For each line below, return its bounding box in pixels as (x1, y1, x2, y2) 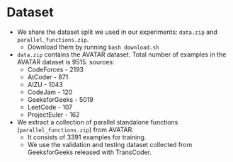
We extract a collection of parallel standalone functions (16, 117, 178, 126)
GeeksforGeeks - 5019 (27, 95, 93, 103)
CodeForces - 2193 (27, 65, 84, 74)
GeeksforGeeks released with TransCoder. (27, 148, 152, 156)
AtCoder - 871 (27, 72, 69, 81)
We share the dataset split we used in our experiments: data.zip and (16, 28, 217, 36)
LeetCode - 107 (27, 103, 73, 111)
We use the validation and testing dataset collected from (27, 140, 193, 149)
